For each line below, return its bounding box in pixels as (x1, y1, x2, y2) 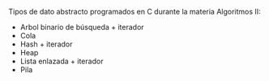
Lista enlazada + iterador (19, 56, 104, 66)
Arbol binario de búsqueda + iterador (19, 22, 144, 31)
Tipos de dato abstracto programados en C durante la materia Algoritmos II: (8, 7, 261, 16)
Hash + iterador (19, 39, 73, 49)
